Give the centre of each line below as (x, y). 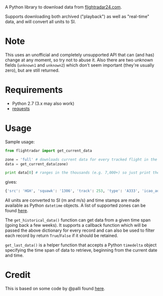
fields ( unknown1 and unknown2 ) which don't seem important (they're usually (80, 65)
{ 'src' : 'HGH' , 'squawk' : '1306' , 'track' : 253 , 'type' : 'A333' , (72, 191)
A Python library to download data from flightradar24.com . (64, 7)
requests (21, 109)
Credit (18, 275)
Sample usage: (20, 142)
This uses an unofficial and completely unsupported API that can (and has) (80, 55)
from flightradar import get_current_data (49, 150)
